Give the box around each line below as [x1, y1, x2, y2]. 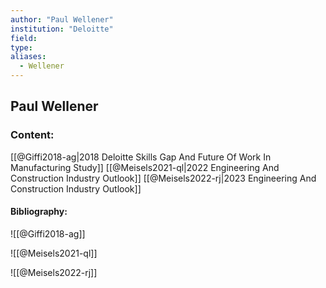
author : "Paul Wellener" [10, 14, 114, 25]
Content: [10, 128, 55, 142]
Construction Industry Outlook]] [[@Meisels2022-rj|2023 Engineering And [10, 172, 317, 184]
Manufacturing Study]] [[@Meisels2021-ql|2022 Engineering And [10, 161, 280, 173]
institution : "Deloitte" [10, 24, 114, 34]
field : [10, 33, 38, 43]
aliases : [10, 52, 47, 62]
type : [10, 42, 33, 53]
